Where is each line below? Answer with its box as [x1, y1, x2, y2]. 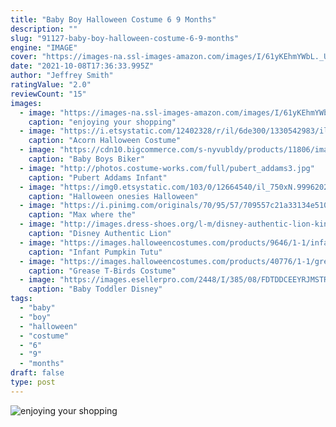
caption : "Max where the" [28, 210, 137, 220]
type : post [10, 377, 56, 387]
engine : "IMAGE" [10, 42, 78, 53]
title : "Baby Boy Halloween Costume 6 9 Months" [10, 14, 217, 25]
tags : [10, 294, 33, 304]
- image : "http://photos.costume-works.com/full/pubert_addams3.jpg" [19, 163, 315, 173]
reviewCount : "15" [10, 89, 87, 99]
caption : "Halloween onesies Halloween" [28, 191, 199, 201]
